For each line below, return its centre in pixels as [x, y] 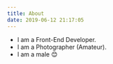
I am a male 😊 [37, 54]
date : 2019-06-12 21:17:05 [46, 20]
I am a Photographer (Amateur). [62, 47]
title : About [26, 13]
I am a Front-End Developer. [56, 39]
